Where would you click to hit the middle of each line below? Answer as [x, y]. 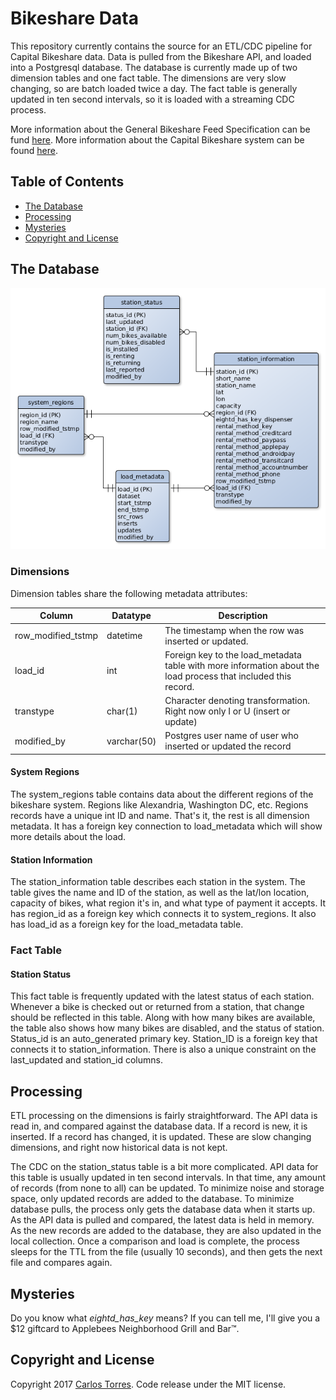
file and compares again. [61, 1263]
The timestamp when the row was [234, 630]
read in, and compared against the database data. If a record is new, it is [159, 1126]
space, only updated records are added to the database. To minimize [152, 1199]
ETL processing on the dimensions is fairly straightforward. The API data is [164, 1116]
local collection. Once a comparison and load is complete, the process [155, 1241]
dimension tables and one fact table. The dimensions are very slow [148, 78]
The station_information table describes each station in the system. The [158, 882]
